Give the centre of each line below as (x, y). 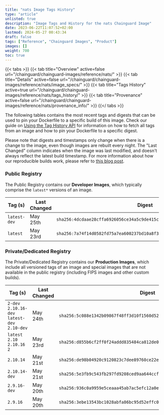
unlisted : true (20, 19)
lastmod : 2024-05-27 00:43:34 (36, 32)
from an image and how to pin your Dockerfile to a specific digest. (72, 131)
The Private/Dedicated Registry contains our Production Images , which (77, 262)
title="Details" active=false (32, 79)
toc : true (15, 55)
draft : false (18, 37)
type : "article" (21, 14)
